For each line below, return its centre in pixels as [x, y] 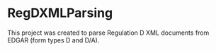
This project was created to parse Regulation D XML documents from [108, 33]
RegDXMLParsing [60, 13]
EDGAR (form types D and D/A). [53, 40]
